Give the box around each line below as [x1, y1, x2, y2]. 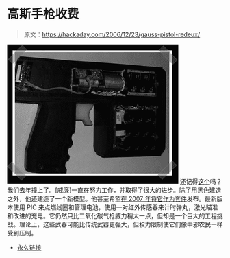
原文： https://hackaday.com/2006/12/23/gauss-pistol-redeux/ [23, 30, 201, 38]
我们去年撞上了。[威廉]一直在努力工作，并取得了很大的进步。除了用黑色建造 [7, 186, 222, 194]
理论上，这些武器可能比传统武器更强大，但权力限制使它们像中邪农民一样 [18, 220, 223, 228]
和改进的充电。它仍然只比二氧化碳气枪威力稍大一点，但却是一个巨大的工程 [7, 211, 217, 220]
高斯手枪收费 [7, 6, 80, 22]
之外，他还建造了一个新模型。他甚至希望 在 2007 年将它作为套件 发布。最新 [7, 194, 217, 202]
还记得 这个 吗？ [179, 177, 222, 185]
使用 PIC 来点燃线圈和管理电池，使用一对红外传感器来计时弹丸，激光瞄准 [12, 203, 218, 211]
